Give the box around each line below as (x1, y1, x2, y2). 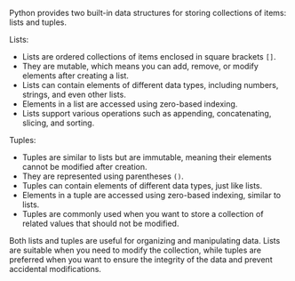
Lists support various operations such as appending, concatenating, (21, 108, 272, 118)
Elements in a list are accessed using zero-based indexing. (21, 99, 238, 109)
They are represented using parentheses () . (21, 171, 184, 181)
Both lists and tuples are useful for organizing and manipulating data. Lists (9, 236, 281, 245)
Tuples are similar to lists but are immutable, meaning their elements (21, 152, 273, 163)
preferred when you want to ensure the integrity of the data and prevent (9, 254, 273, 265)
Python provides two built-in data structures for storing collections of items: (9, 8, 287, 18)
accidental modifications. (9, 264, 102, 274)
